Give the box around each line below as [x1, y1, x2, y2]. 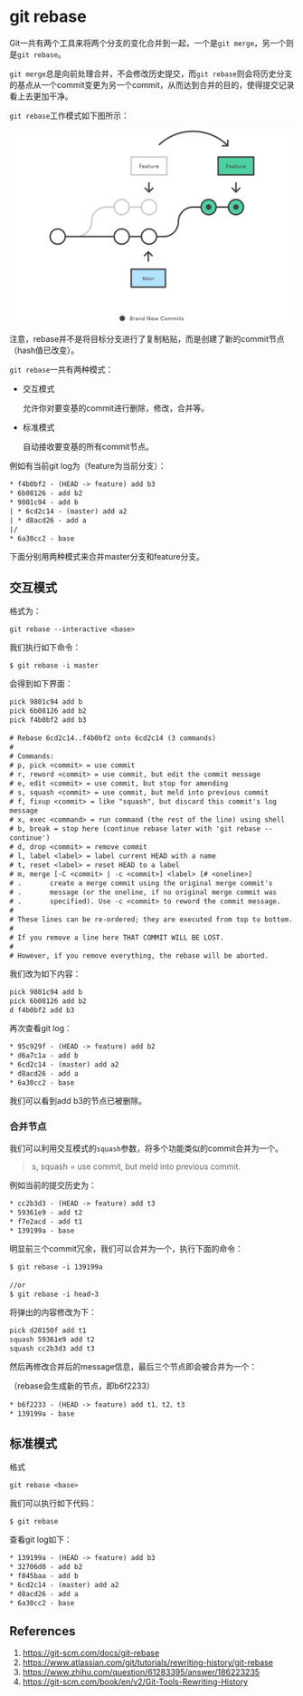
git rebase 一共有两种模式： [9, 364, 114, 375]
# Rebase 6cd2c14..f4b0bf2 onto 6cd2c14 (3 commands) [9, 734, 217, 743]
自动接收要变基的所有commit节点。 [22, 441, 154, 452]
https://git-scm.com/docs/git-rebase [22, 1648, 160, 1659]
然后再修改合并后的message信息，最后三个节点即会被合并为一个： [9, 1360, 258, 1371]
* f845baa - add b [9, 1572, 79, 1581]
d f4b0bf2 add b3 [9, 1006, 75, 1015]
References [9, 1623, 76, 1639]
